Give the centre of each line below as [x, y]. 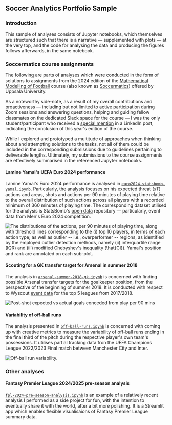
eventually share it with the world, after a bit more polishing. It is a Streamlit [84, 405]
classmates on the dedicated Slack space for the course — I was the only [83, 118]
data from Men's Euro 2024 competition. [48, 216]
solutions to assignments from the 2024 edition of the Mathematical [77, 80]
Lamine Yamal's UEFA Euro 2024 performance [56, 172]
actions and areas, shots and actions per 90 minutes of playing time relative [85, 195]
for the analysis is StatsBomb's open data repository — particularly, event [83, 211]
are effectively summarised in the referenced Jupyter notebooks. [74, 160]
